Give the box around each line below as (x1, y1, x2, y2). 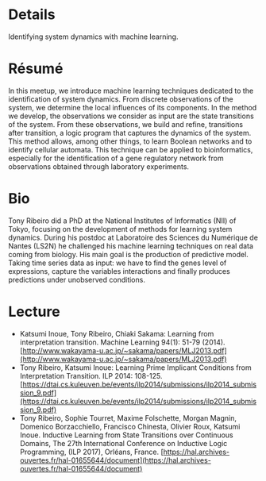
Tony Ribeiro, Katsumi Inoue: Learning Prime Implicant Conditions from (19, 363, 252, 372)
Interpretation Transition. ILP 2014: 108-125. (19, 371, 163, 380)
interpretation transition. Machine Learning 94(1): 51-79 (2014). (19, 337, 226, 347)
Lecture (8, 303, 61, 321)
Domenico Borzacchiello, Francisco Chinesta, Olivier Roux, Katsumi (19, 421, 241, 431)
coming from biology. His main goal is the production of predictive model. (8, 249, 249, 259)
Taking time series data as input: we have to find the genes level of (8, 258, 227, 267)
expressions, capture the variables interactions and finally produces (8, 266, 230, 275)
